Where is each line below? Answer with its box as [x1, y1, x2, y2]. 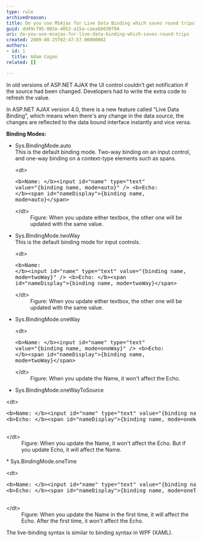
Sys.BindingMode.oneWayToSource [14, 386, 104, 394]
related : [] [6, 59, 36, 65]
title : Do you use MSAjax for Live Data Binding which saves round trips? [6, 20, 198, 26]
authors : [6, 43, 28, 49]
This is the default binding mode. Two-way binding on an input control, [14, 148, 191, 156]
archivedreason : [6, 14, 47, 20]
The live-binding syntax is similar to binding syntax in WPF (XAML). [6, 529, 173, 536]
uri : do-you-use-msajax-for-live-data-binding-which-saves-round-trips [6, 31, 189, 37]
